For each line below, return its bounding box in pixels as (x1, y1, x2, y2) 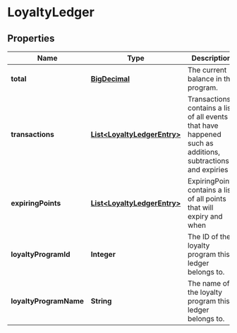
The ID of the (187, 232, 231, 241)
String (90, 296, 112, 305)
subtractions (187, 156, 229, 166)
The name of (187, 279, 230, 288)
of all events (187, 112, 228, 121)
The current (187, 65, 227, 75)
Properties (7, 32, 55, 44)
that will (187, 202, 214, 212)
